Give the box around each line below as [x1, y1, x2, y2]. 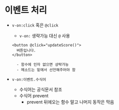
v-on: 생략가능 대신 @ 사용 [19, 32, 70, 38]
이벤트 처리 [4, 4, 47, 16]
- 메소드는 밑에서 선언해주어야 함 [16, 67, 76, 72]
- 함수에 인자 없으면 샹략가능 [16, 62, 69, 67]
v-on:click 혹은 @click [11, 22, 58, 28]
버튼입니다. [16, 48, 36, 53]
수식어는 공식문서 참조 [19, 86, 63, 92]
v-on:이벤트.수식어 [11, 77, 46, 82]
